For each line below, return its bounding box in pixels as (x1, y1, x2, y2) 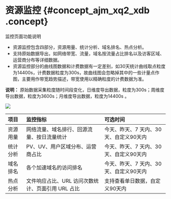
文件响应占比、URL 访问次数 (26, 177, 94, 184)
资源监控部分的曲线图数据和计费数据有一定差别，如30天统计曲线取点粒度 (12, 63, 166, 69)
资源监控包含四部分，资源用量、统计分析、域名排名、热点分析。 (12, 44, 147, 50)
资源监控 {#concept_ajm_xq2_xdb (5, 5, 150, 16)
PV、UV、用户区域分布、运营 (26, 143, 97, 150)
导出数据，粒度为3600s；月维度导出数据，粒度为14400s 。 (5, 93, 130, 99)
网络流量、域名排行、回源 (26, 126, 88, 133)
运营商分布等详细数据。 (12, 56, 62, 63)
